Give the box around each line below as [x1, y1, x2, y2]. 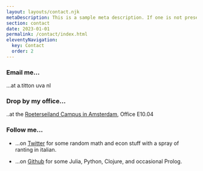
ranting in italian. [14, 146, 57, 153]
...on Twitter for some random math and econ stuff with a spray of [14, 140, 179, 147]
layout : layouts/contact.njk [6, 8, 80, 15]
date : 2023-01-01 [6, 25, 50, 32]
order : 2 [11, 48, 34, 54]
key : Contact [11, 43, 45, 49]
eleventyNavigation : [6, 37, 59, 43]
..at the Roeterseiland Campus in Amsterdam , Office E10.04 [6, 111, 154, 118]
